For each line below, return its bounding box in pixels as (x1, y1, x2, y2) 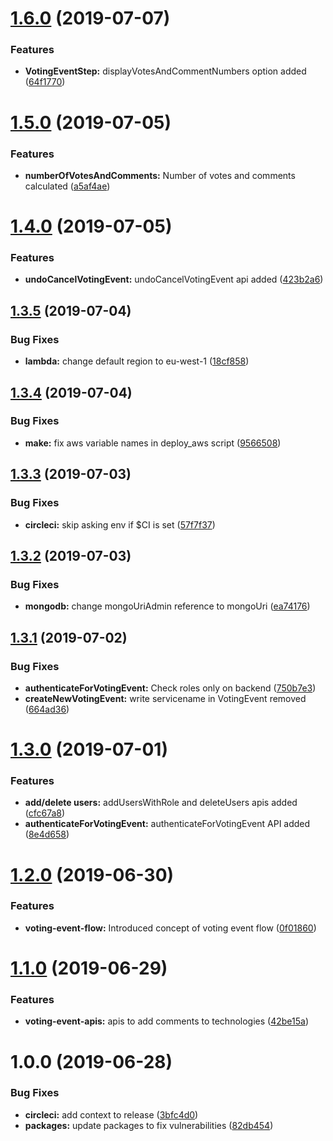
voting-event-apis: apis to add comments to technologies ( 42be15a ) (24, 1015, 309, 1027)
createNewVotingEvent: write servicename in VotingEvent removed (24, 692, 307, 704)
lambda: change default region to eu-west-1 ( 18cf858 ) (24, 355, 250, 367)
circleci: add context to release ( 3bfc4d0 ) (24, 1108, 199, 1121)
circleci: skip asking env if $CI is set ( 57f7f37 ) (24, 518, 216, 531)
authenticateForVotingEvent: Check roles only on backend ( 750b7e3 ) (24, 682, 317, 694)
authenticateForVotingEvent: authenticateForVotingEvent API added (24, 818, 311, 830)
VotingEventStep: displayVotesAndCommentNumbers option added (24, 65, 307, 77)
